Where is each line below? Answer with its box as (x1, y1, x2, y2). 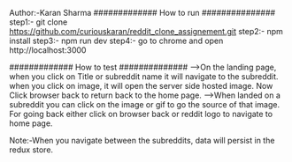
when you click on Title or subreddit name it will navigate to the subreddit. (9, 71, 279, 82)
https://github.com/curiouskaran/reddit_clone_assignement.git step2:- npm (9, 26, 283, 36)
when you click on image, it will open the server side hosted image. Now (9, 81, 273, 91)
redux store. (9, 144, 54, 155)
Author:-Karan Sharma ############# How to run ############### (9, 8, 276, 18)
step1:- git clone (9, 17, 68, 27)
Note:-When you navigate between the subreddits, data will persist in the (9, 136, 275, 145)
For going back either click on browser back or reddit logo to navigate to (9, 109, 273, 119)
